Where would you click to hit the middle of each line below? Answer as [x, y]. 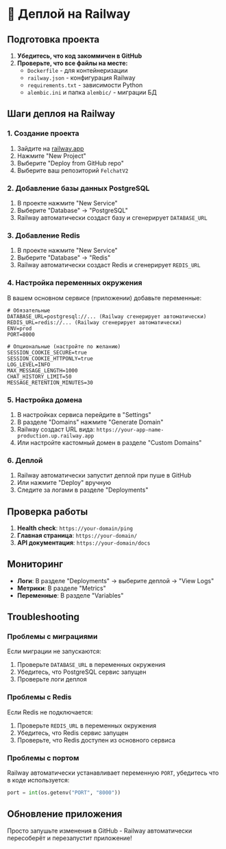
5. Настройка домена [45, 400]
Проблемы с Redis [39, 697]
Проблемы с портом [43, 758]
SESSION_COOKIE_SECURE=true [47, 352]
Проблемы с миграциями [52, 637]
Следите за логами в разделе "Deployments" [83, 490]
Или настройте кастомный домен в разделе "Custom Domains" [109, 442]
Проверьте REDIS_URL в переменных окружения [87, 725]
